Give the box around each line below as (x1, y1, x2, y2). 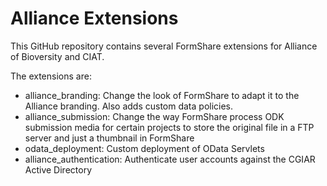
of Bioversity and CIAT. (10, 50, 105, 62)
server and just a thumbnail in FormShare (24, 132, 195, 144)
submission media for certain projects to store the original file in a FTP (24, 121, 315, 133)
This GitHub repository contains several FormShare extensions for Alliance (10, 40, 318, 52)
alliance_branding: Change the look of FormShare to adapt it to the (24, 89, 300, 101)
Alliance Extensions (10, 7, 179, 30)
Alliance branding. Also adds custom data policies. (24, 100, 234, 112)
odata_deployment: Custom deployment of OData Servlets (24, 142, 265, 154)
